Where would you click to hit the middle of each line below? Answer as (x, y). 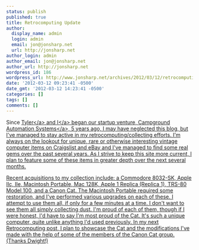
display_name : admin (37, 34)
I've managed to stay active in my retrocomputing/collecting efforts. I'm (93, 134)
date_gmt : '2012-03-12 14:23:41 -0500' (55, 89)
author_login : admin (32, 56)
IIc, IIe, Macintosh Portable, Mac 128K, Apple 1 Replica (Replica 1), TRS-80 (97, 184)
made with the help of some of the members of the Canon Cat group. (90, 234)
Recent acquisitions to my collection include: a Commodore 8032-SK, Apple (99, 178)
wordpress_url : (25, 78)
